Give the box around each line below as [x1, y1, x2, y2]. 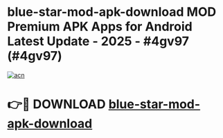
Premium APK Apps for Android [7, 19, 193, 34]
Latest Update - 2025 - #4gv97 [7, 34, 189, 49]
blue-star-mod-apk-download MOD [7, 4, 217, 20]
